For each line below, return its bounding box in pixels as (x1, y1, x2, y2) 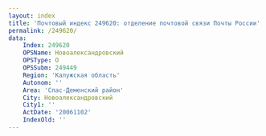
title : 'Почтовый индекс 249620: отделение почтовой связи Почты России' (8, 19, 261, 27)
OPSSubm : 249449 (23, 64, 78, 72)
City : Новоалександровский (23, 94, 113, 102)
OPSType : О (23, 57, 59, 65)
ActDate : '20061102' (23, 109, 92, 117)
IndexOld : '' (23, 116, 67, 124)
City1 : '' (23, 101, 56, 109)
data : (8, 34, 27, 42)
